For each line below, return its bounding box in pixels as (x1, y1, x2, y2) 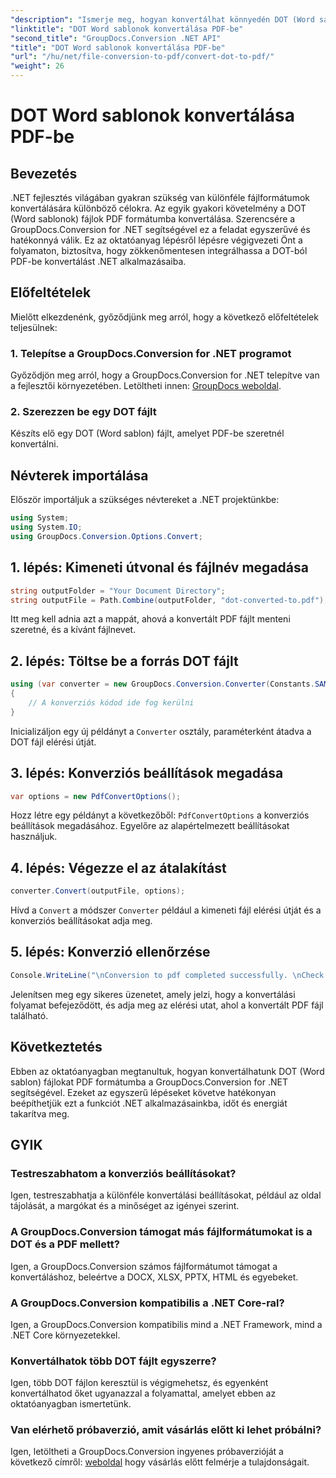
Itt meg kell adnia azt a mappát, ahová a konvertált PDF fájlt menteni (10, 613, 291, 625)
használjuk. (10, 831, 58, 843)
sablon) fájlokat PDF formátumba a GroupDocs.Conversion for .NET (10, 1076, 288, 1088)
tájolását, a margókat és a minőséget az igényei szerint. (10, 1200, 240, 1212)
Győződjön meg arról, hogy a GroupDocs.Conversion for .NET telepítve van (10, 369, 320, 381)
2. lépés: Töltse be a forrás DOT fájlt (10, 652, 239, 670)
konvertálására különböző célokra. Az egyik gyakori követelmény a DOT (10, 202, 307, 214)
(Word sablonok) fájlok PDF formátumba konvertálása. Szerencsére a (10, 213, 296, 225)
